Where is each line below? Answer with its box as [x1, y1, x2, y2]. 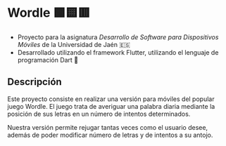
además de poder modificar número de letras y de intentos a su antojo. [7, 131, 213, 139]
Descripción [7, 76, 62, 88]
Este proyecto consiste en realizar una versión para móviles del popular [7, 95, 215, 103]
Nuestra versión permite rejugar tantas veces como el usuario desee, [7, 123, 208, 131]
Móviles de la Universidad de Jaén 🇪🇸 [17, 40, 130, 48]
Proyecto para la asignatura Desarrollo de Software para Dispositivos [17, 32, 219, 41]
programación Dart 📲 [17, 55, 79, 64]
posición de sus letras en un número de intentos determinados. [7, 109, 191, 118]
